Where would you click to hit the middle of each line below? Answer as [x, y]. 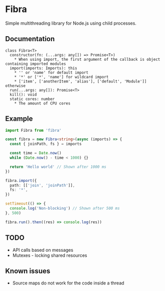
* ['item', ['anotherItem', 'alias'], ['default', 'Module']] [80, 81]
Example [19, 119]
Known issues [28, 271]
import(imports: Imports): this [44, 68]
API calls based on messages [43, 250]
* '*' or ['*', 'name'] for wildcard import [61, 77]
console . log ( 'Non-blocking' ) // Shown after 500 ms [65, 209]
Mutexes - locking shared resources [50, 255]
